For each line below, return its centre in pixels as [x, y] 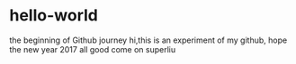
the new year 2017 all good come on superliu [93, 49]
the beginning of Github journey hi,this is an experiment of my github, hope [148, 40]
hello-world [54, 16]
